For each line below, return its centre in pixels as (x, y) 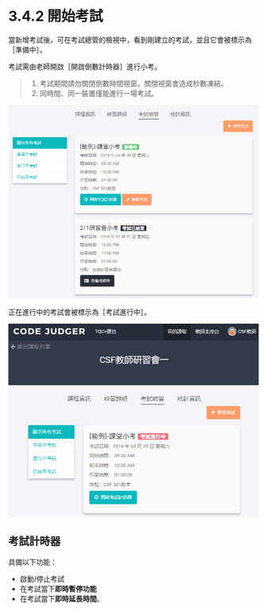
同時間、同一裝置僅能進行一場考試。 (99, 93)
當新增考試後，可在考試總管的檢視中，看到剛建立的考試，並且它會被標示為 (130, 40)
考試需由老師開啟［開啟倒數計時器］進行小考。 (85, 66)
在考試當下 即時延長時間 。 (62, 598)
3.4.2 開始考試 (56, 16)
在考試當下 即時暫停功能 (58, 589)
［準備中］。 (27, 49)
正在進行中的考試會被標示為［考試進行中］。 (79, 312)
